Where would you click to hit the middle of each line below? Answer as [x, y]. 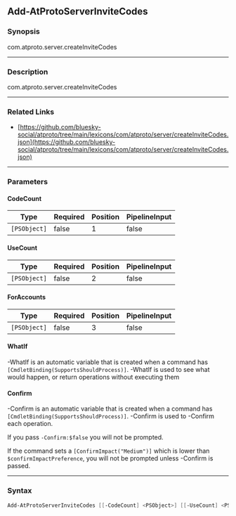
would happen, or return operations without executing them [93, 377]
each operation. [30, 424]
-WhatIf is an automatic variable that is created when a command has [108, 362]
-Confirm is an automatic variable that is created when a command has [110, 409]
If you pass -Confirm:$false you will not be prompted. [85, 437]
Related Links [31, 112]
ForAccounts [27, 297]
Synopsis [24, 32]
